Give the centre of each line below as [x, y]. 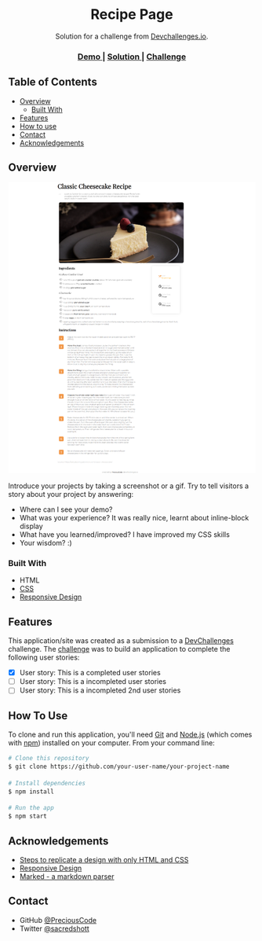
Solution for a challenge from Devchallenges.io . [132, 36]
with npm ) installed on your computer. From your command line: [112, 743]
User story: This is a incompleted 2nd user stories [100, 690]
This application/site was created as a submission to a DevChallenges [121, 641]
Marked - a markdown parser [67, 876]
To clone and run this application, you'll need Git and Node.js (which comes [130, 735]
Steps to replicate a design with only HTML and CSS [104, 859]
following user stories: [44, 657]
